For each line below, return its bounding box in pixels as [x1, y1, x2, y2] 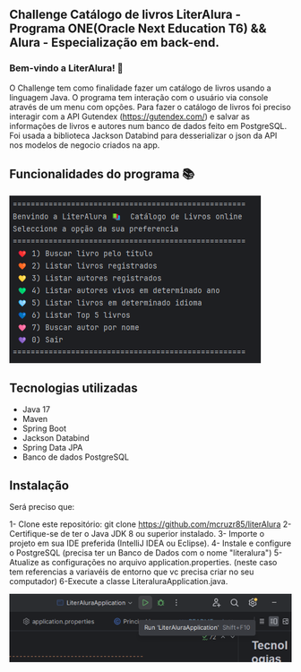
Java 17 [21, 404, 51, 415]
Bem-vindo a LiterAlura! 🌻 [9, 62, 124, 74]
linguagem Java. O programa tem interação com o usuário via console [9, 91, 269, 102]
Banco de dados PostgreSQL [21, 452, 130, 462]
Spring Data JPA [21, 443, 83, 453]
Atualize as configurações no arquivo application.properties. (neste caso [9, 557, 278, 568]
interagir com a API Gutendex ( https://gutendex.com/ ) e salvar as [9, 111, 251, 122]
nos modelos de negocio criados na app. [9, 139, 160, 151]
